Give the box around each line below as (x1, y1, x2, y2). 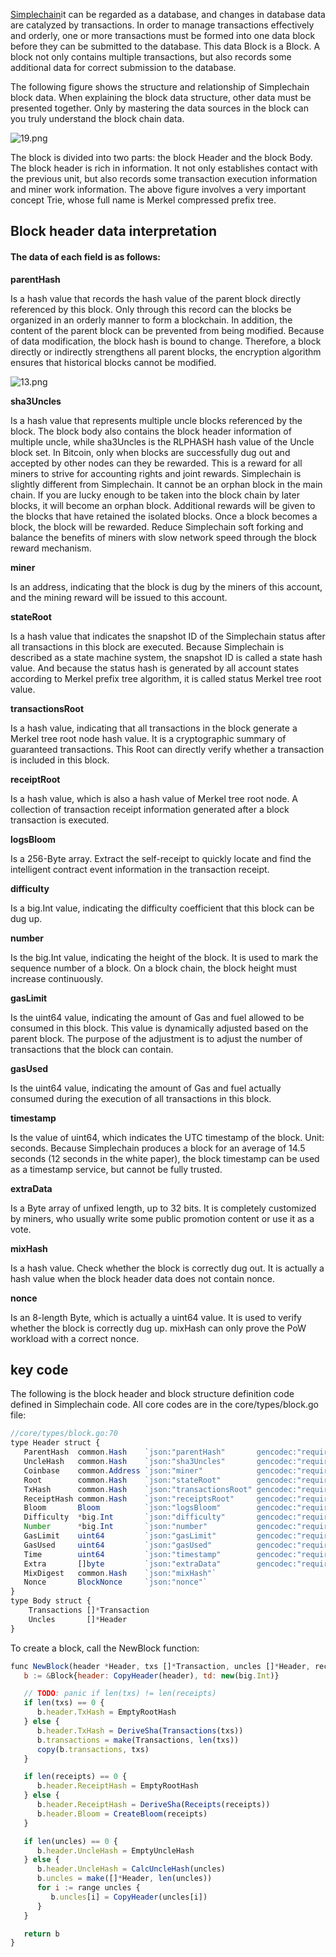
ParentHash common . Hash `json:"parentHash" (23, 1447, 226, 1458)
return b (23, 1929, 60, 1939)
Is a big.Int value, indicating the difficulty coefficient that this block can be (10, 902, 315, 914)
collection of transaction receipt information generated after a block (10, 803, 290, 815)
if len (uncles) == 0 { (23, 1836, 118, 1846)
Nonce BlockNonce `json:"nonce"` (23, 1577, 208, 1588)
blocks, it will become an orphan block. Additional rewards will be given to (10, 499, 316, 511)
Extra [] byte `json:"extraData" (23, 1559, 222, 1569)
